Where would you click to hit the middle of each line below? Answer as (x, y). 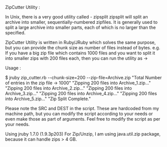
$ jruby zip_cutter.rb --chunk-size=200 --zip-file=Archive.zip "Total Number (83, 77)
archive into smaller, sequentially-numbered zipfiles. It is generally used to (82, 22)
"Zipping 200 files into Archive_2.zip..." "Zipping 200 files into (69, 88)
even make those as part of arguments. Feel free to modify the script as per (83, 119)
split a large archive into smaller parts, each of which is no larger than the (81, 27)
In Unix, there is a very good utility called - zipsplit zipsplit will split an (77, 17)
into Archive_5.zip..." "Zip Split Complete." (48, 99)
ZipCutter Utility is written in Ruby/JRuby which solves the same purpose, (81, 42)
